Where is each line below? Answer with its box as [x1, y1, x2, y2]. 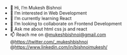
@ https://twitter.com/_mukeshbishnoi [10, 39, 88, 44]
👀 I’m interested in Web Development [10, 10, 87, 16]
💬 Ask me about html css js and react [10, 26, 87, 32]
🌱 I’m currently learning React [10, 15, 72, 21]
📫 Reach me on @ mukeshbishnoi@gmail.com [10, 31, 106, 37]
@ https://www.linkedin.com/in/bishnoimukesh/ [10, 44, 107, 50]
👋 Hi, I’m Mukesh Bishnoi [10, 5, 62, 10]
